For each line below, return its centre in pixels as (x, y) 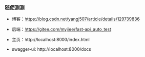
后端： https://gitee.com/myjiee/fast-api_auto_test (61, 29)
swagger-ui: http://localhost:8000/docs (51, 49)
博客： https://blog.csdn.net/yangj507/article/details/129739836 (76, 19)
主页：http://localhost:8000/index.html (51, 40)
